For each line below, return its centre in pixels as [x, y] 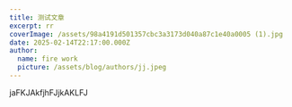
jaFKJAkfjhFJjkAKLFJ [49, 92]
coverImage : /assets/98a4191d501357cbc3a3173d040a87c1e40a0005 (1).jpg [146, 34]
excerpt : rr [31, 26]
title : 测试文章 [37, 17]
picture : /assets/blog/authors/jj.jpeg [92, 68]
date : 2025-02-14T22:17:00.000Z [70, 42]
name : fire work [48, 59]
